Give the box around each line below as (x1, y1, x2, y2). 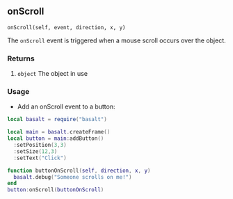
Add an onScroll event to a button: (17, 102, 115, 111)
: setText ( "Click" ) (13, 154, 67, 161)
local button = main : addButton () (7, 135, 104, 142)
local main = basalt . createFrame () (7, 129, 111, 136)
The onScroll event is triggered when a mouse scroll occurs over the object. (7, 36, 226, 45)
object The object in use (17, 70, 88, 78)
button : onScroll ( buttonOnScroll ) (7, 186, 104, 193)
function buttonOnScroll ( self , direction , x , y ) (7, 167, 151, 174)
